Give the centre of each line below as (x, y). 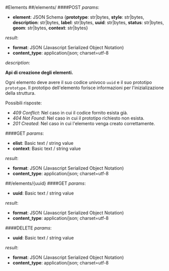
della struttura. (20, 93)
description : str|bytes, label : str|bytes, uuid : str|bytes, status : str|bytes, (88, 23)
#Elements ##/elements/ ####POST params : (52, 7)
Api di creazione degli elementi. (39, 72)
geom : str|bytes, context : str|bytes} (50, 28)
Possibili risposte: (24, 103)
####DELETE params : (29, 228)
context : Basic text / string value (47, 148)
